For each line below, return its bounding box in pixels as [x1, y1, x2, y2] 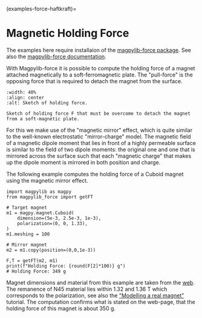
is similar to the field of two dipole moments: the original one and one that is [6, 146, 195, 153]
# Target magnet [6, 205, 47, 211]
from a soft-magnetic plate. [6, 115, 80, 122]
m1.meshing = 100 [6, 231, 50, 237]
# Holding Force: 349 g [6, 268, 67, 274]
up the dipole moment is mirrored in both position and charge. [6, 158, 161, 166]
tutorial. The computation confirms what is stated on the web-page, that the [6, 298, 195, 305]
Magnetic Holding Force [6, 27, 129, 40]
